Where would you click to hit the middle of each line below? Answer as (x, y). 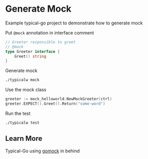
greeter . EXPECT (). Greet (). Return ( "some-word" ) (55, 104)
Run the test (18, 113)
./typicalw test (22, 122)
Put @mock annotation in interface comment (50, 33)
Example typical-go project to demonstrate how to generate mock (74, 23)
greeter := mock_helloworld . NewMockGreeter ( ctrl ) (59, 99)
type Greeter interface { (32, 51)
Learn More (24, 138)
